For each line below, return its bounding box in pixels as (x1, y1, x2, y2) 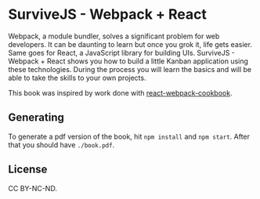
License (8, 163, 48, 176)
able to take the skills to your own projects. (8, 73, 146, 82)
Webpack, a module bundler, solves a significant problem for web (8, 31, 220, 41)
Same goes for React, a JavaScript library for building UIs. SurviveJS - (8, 48, 235, 57)
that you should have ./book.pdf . (8, 139, 115, 150)
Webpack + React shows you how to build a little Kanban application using (8, 56, 249, 66)
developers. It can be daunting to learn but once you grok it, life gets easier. (8, 39, 253, 49)
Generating (8, 111, 65, 125)
